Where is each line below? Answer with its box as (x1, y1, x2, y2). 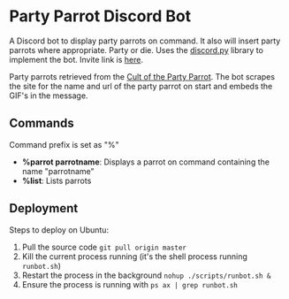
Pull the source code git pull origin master (21, 241, 187, 252)
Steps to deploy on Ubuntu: (9, 224, 109, 235)
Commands (9, 116, 75, 131)
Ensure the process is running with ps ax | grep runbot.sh (21, 279, 239, 289)
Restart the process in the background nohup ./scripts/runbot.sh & (21, 270, 271, 280)
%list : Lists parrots (21, 175, 92, 186)
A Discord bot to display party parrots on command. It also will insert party (9, 35, 281, 46)
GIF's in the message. (9, 90, 88, 101)
